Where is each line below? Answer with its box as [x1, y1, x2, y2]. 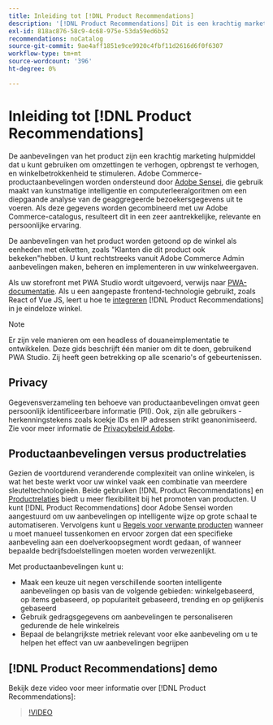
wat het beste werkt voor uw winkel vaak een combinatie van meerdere [8, 477, 248, 487]
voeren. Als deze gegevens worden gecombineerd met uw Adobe [8, 202, 228, 212]
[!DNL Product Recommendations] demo [8, 662, 218, 675]
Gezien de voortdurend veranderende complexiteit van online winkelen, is [8, 468, 255, 478]
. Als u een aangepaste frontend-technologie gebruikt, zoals [54, 286, 256, 296]
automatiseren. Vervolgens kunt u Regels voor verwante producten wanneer [8, 520, 264, 530]
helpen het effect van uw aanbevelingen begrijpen [19, 638, 189, 648]
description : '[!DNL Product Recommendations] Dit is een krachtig [8, 20, 242, 28]
